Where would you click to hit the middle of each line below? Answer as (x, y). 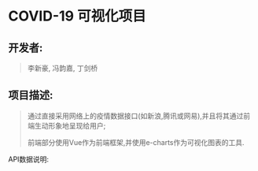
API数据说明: (29, 159)
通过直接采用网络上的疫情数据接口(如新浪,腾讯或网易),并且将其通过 (135, 116)
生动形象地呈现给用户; (70, 125)
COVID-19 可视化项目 (77, 16)
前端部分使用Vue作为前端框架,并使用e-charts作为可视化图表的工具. (136, 142)
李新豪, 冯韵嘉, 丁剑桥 (63, 68)
